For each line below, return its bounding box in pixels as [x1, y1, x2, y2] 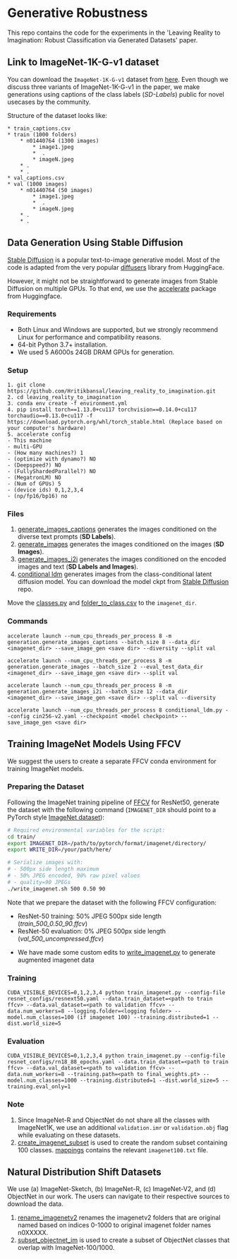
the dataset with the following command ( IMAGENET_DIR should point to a [7, 805, 217, 813]
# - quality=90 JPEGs [7, 878, 71, 885]
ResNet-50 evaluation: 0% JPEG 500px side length [17, 926, 166, 935]
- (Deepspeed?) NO [7, 462, 61, 469]
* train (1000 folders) [7, 131, 78, 138]
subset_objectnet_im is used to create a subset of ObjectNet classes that [17, 1236, 230, 1244]
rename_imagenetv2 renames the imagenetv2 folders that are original [17, 1213, 221, 1222]
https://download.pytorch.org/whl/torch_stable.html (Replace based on [7, 419, 222, 426]
